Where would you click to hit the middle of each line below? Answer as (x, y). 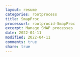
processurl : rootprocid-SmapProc (40, 24)
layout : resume (21, 10)
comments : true (21, 42)
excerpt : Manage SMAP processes (39, 28)
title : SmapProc (22, 19)
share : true (18, 47)
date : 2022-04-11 (23, 33)
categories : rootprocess (31, 14)
